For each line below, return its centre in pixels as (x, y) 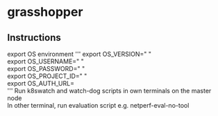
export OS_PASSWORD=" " (46, 69)
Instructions (34, 38)
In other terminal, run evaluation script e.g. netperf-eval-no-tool (98, 105)
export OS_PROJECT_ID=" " (47, 76)
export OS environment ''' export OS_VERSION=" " (79, 54)
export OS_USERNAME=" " (46, 61)
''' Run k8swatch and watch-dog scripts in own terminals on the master (109, 91)
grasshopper (45, 12)
